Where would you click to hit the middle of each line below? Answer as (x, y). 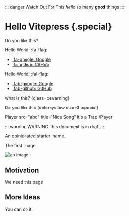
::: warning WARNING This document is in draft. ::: (56, 126)
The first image (20, 145)
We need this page (24, 182)
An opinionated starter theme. (35, 136)
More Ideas (23, 197)
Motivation (22, 170)
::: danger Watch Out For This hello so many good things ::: (64, 7)
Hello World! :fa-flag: (26, 50)
